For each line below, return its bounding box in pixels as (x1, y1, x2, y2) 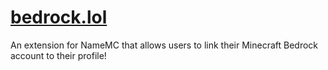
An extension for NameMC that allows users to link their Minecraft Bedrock (10, 39, 319, 51)
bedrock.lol (10, 6, 108, 29)
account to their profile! (10, 49, 107, 61)
